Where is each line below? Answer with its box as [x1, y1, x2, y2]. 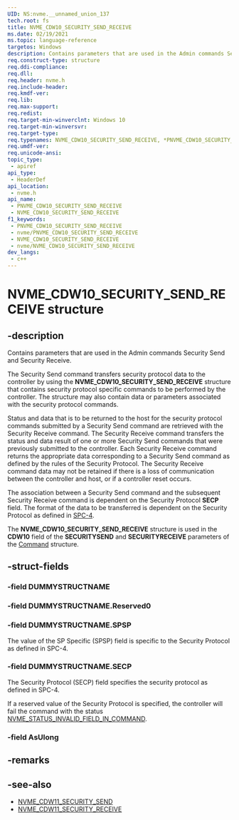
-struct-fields [7, 561, 69, 573]
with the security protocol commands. [7, 400, 119, 408]
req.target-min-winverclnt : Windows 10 [7, 116, 126, 123]
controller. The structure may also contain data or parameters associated [7, 393, 221, 401]
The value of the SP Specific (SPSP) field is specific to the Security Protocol [7, 636, 230, 645]
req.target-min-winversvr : [7, 123, 87, 130]
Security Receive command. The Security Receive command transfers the [7, 429, 224, 437]
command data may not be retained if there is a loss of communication [7, 467, 215, 475]
